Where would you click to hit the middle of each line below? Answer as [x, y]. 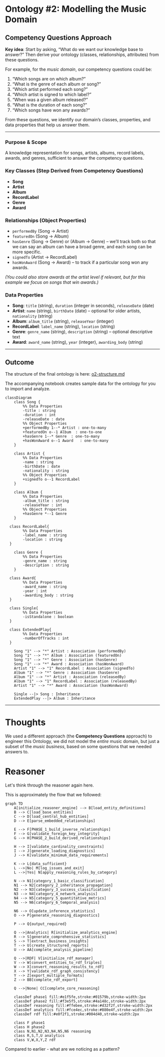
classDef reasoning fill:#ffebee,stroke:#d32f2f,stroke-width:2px [83, 1005]
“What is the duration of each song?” [50, 105]
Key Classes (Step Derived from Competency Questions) [74, 171]
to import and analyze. [28, 389]
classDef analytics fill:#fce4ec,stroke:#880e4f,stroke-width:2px [83, 1010]
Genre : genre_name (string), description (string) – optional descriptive [82, 332]
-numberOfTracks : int [46, 638]
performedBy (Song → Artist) [41, 231]
